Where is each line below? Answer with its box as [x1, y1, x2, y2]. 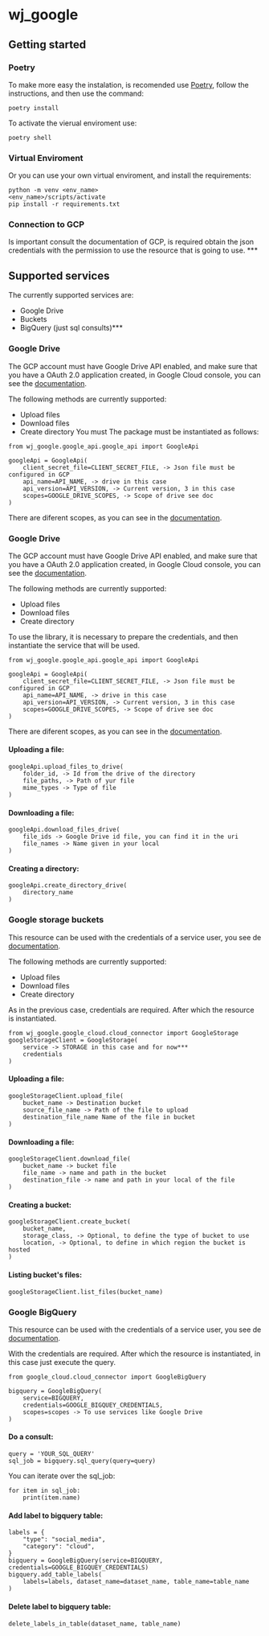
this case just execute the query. [8, 1357, 116, 1367]
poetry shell [8, 134, 52, 142]
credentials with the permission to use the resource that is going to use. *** [8, 245, 259, 255]
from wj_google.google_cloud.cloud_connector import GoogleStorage [8, 1029, 239, 1037]
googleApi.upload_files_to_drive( [8, 763, 124, 771]
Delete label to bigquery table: [8, 1601, 112, 1611]
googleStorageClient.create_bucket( [8, 1218, 131, 1226]
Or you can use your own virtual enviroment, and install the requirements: [8, 171, 251, 180]
